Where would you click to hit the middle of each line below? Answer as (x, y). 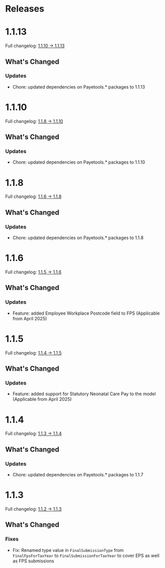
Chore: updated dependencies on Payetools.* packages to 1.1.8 (78, 238)
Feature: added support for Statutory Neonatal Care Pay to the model (84, 394)
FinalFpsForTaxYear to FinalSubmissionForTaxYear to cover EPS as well (86, 555)
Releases (25, 9)
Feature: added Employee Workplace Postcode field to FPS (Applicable (86, 313)
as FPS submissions (33, 561)
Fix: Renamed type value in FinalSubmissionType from (68, 550)
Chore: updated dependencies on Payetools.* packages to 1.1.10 (79, 162)
